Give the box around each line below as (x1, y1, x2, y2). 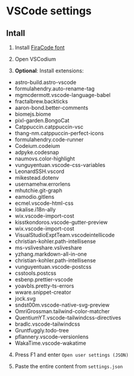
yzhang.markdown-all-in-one (14, 250, 88, 257)
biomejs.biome (14, 111, 52, 117)
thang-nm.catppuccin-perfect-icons (14, 130, 104, 137)
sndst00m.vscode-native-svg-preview (14, 301, 110, 308)
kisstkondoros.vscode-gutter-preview (14, 219, 108, 226)
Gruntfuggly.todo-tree (14, 327, 69, 333)
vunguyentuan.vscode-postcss (14, 263, 92, 270)
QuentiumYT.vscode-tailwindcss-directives (14, 314, 121, 321)
